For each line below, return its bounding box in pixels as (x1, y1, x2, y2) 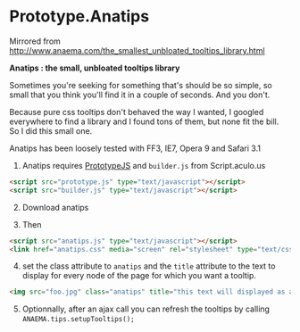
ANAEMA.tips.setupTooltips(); (21, 315, 136, 324)
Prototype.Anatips (9, 6, 150, 27)
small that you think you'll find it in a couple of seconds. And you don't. (9, 89, 271, 100)
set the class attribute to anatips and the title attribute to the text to (21, 261, 276, 271)
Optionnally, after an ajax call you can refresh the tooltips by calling (21, 303, 271, 314)
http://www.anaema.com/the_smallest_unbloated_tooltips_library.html (9, 45, 265, 55)
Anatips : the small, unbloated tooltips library (9, 62, 180, 73)
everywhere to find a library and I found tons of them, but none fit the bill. (9, 116, 279, 127)
